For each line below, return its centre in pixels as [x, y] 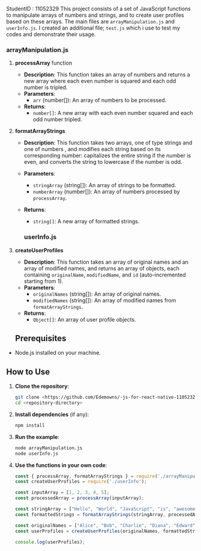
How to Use [28, 372]
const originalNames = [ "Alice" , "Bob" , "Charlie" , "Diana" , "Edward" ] [106, 525]
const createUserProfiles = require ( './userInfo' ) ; [81, 482]
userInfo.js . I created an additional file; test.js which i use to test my [93, 28]
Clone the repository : [42, 386]
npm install [30, 425]
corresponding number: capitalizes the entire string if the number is [107, 155]
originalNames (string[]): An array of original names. [97, 294]
